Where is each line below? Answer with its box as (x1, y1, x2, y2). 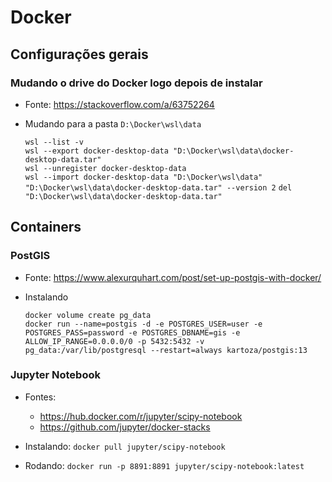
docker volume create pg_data (24, 310, 152, 320)
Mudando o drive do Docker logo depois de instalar (10, 76, 263, 90)
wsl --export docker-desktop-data (24, 146, 169, 156)
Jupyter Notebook (10, 368, 101, 382)
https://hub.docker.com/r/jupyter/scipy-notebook (39, 410, 243, 422)
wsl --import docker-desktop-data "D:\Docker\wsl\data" (24, 172, 263, 182)
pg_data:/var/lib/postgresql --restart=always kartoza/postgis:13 (24, 345, 308, 355)
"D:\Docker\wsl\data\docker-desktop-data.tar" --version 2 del (24, 182, 293, 193)
